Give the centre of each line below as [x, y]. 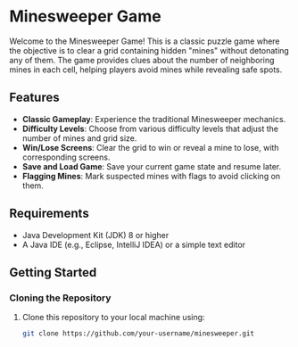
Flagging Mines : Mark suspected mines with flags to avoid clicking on [151, 176]
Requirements [49, 214]
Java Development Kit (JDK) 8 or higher [95, 235]
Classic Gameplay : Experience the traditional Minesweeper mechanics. [154, 119]
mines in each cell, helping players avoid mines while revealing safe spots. [146, 70]
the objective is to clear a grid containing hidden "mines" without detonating [149, 50]
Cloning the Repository [60, 298]
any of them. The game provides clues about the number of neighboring [142, 60]
